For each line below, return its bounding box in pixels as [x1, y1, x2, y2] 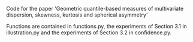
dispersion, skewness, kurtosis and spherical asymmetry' [6, 11, 148, 18]
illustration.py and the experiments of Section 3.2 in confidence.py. [6, 29, 172, 36]
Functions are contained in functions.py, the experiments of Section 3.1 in [6, 23, 187, 30]
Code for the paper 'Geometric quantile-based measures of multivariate [6, 5, 184, 12]
